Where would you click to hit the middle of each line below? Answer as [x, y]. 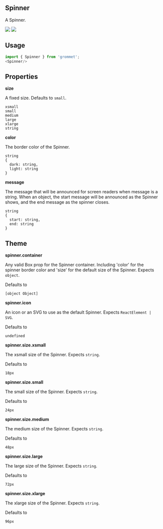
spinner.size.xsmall [25, 345]
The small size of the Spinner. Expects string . [51, 392]
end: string [22, 224]
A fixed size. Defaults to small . [36, 98]
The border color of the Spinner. [37, 147]
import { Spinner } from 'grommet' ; [42, 57]
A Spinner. [15, 20]
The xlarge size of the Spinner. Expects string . [52, 503]
